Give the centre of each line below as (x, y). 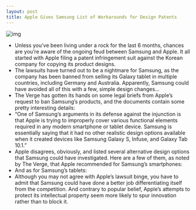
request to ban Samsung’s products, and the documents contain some (99, 101)
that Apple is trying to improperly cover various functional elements (96, 120)
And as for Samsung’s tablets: (50, 170)
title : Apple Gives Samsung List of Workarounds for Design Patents (92, 17)
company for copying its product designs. (65, 64)
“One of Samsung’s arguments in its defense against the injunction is (98, 114)
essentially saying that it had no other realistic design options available (100, 132)
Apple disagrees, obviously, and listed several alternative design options (102, 151)
